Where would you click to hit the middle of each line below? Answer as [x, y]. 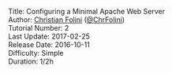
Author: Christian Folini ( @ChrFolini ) [66, 20]
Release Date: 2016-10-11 [49, 45]
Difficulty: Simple [36, 53]
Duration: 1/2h [31, 61]
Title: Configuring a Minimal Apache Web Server [87, 11]
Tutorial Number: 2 [39, 28]
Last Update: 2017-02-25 [49, 36]
